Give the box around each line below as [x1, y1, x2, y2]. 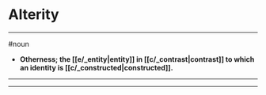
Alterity [8, 6, 59, 24]
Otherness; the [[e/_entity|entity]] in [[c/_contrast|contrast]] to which [19, 54, 255, 64]
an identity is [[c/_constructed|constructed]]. [19, 63, 173, 72]
